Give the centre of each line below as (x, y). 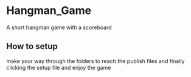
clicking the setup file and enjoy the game (59, 67)
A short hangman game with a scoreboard (59, 27)
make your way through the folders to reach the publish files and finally (95, 61)
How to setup (32, 46)
